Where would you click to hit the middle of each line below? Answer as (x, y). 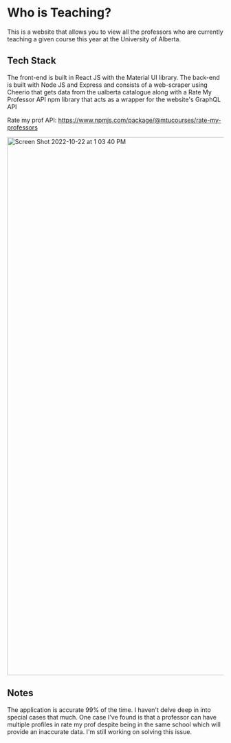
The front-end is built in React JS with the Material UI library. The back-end (113, 77)
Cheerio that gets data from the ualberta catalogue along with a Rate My (109, 92)
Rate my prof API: (32, 120)
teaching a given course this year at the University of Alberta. (94, 39)
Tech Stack (32, 61)
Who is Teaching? (59, 13)
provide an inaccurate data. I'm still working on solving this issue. (100, 731)
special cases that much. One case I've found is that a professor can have (112, 717)
